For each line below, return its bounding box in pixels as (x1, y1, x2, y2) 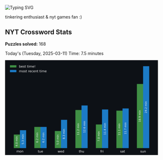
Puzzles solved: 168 (5, 41, 46, 47)
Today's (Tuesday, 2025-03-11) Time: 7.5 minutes (5, 50, 104, 56)
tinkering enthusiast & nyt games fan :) (5, 14, 82, 19)
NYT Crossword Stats (5, 28, 72, 36)
